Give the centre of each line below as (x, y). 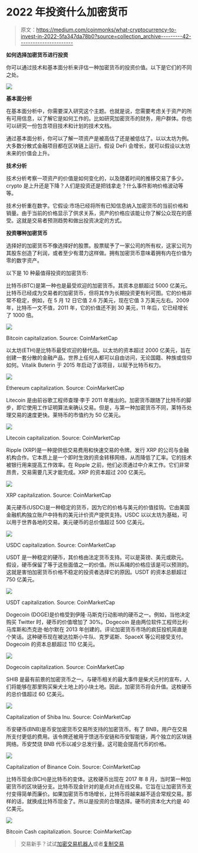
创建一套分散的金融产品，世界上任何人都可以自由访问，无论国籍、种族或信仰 (99, 357)
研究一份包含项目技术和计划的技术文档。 (65, 125)
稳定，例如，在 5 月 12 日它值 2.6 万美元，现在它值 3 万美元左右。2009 (103, 300)
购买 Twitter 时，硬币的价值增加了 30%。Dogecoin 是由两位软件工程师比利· (98, 622)
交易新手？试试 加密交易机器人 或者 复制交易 (72, 844)
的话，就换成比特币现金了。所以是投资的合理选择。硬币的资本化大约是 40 (100, 801)
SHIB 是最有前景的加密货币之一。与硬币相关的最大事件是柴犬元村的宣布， (95, 679)
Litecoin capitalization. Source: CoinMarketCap (63, 438)
